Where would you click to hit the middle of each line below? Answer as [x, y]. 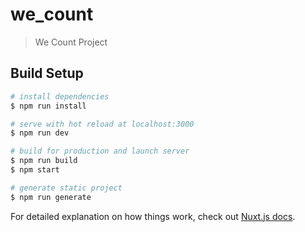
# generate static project [66, 188]
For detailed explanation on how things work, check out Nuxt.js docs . [153, 216]
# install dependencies [60, 96]
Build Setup [47, 73]
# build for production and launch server [100, 151]
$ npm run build [44, 161]
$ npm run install [48, 106]
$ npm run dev [40, 133]
